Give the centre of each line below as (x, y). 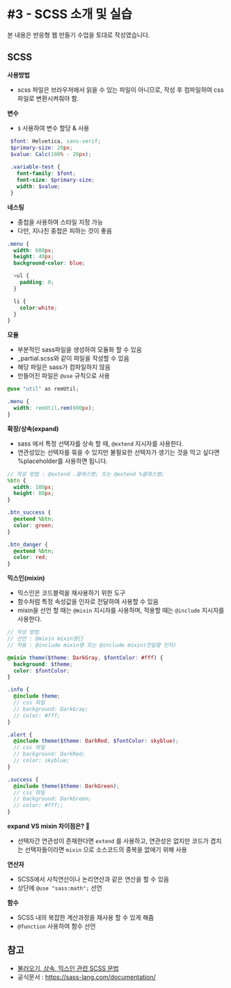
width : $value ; (38, 186)
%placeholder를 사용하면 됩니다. (62, 461)
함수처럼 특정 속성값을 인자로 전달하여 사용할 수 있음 (88, 602)
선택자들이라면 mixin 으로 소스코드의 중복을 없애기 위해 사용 (106, 849)
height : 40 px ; (34, 257)
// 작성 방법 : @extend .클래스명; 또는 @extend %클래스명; (86, 474)
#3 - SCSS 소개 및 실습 (70, 14)
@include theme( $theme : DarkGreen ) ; (66, 786)
